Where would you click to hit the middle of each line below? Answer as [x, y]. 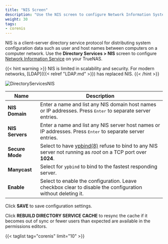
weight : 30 [16, 19]
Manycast [20, 170]
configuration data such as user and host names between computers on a [81, 48]
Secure [16, 149]
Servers [17, 135]
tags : [11, 24]
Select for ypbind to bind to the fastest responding [98, 167]
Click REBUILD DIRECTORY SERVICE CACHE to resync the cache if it [76, 216]
